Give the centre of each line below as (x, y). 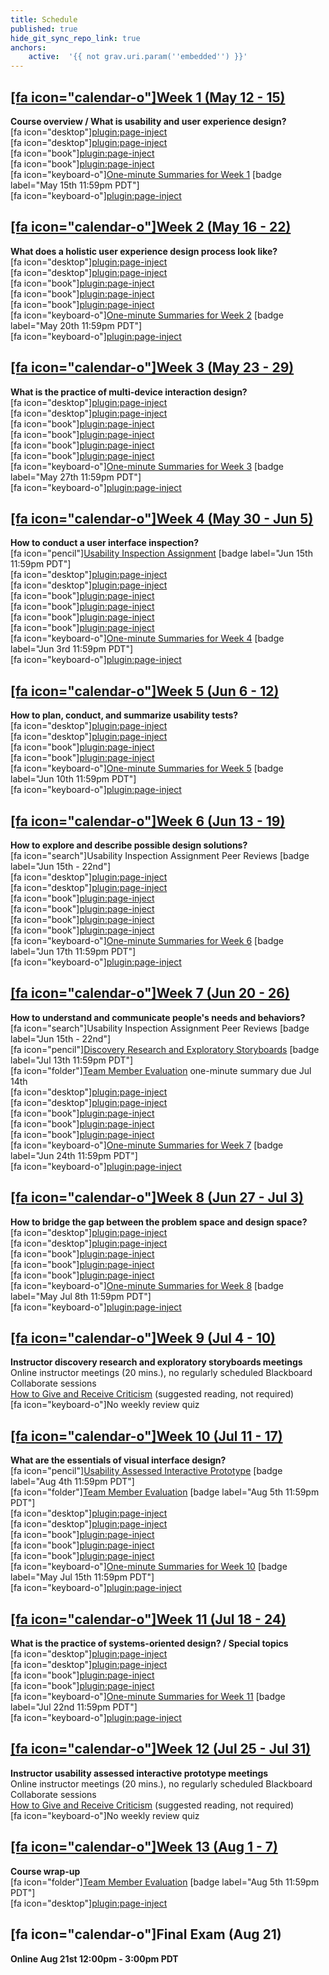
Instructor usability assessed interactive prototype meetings (139, 1773)
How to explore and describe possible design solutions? (129, 845)
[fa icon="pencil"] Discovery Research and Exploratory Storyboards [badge (165, 1049)
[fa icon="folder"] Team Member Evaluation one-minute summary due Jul (161, 1070)
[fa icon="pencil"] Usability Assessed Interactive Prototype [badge (146, 1471)
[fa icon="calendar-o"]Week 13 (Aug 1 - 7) (144, 1847)
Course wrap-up (45, 1871)
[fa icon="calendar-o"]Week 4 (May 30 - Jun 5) (162, 518)
